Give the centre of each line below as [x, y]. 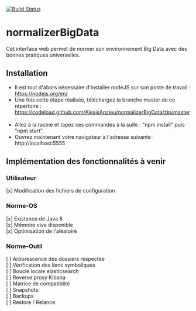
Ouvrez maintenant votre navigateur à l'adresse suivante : [84, 137]
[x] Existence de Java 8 [35, 218]
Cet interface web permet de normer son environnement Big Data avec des [97, 48]
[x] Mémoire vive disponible [39, 225]
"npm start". [29, 131]
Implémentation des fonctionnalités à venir [86, 161]
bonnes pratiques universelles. [43, 55]
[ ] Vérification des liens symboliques [51, 265]
